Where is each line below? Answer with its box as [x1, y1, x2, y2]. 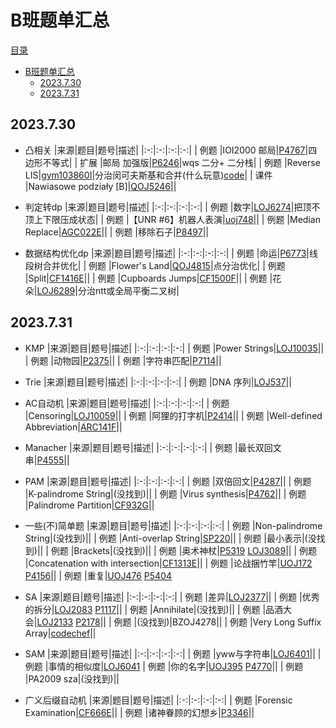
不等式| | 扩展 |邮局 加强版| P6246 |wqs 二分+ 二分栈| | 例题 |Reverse [42, 156, 321, 168]
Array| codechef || [24, 627, 97, 639]
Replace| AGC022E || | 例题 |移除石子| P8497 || [24, 226, 209, 238]
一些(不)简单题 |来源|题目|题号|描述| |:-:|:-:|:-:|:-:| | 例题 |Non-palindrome [24, 519, 323, 531]
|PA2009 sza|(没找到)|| [24, 672, 120, 685]
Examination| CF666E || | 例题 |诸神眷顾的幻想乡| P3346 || [24, 706, 255, 718]
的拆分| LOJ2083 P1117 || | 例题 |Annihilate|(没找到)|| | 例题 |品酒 [24, 603, 284, 615]
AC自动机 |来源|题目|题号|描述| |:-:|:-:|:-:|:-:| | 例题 [24, 397, 230, 409]
